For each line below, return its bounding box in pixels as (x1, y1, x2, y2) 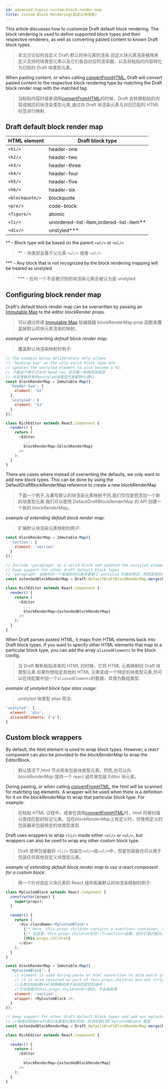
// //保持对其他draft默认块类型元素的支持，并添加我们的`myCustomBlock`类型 (5, 1019, 151, 1024)
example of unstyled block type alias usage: (5, 685, 97, 691)
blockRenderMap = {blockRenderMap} (23, 444, 93, 449)
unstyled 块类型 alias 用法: (17, 695, 72, 701)
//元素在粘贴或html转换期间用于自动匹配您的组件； (14, 982, 106, 987)
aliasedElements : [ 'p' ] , (10, 715, 62, 720)
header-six (48, 186, 75, 193)
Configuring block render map (5, 290, 102, 299)
